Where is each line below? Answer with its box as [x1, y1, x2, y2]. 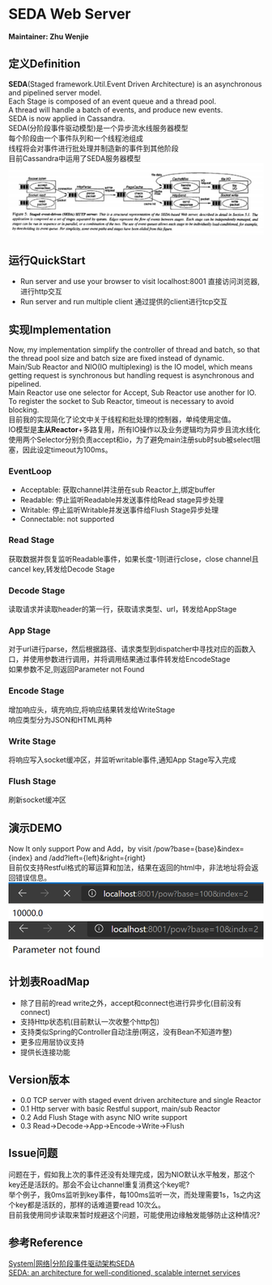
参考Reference [8, 1236, 83, 1249]
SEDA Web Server [8, 5, 131, 23]
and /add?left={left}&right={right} [34, 853, 147, 863]
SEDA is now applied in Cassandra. [8, 113, 125, 123]
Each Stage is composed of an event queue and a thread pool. [8, 96, 217, 106]
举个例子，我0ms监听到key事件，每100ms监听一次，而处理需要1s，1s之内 [8, 1190, 254, 1199]
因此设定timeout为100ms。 [22, 445, 113, 455]
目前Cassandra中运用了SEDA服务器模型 [8, 153, 142, 163]
